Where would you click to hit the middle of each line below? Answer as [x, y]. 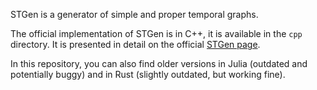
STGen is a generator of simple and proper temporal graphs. [134, 14]
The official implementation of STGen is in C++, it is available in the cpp [156, 33]
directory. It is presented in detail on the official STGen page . [135, 44]
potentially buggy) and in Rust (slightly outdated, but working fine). [148, 74]
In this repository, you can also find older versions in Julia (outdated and [159, 63]
